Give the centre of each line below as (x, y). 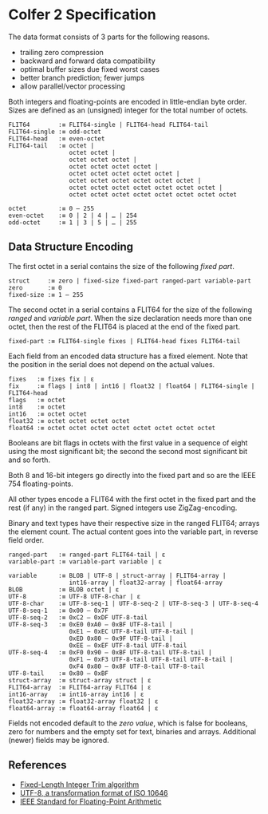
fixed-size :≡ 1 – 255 (46, 294)
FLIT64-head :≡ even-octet (57, 138)
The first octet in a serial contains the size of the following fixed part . (122, 266)
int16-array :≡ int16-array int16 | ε (77, 694)
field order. (26, 539)
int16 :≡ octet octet (48, 414)
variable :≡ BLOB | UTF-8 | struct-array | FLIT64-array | (117, 575)
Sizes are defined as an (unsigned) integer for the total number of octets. (128, 110)
